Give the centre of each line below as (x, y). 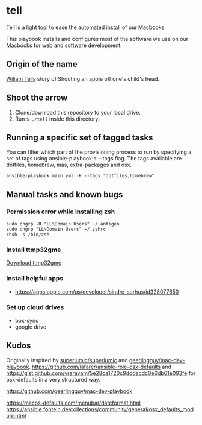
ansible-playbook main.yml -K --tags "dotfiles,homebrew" (80, 176)
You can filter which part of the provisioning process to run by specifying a (99, 152)
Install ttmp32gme (34, 250)
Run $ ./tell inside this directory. (57, 119)
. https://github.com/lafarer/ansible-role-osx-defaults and (100, 367)
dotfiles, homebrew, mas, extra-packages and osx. (69, 165)
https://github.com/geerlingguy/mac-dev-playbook (69, 391)
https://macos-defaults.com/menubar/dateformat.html (74, 403)
